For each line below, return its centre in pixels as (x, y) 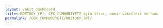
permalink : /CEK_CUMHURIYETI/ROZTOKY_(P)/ (49, 18)
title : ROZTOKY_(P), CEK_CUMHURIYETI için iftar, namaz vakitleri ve (77, 14)
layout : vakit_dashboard (30, 9)
